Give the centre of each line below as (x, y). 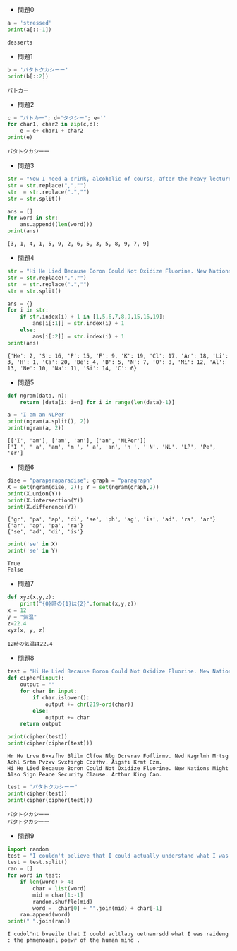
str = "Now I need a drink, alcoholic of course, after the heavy (107, 179)
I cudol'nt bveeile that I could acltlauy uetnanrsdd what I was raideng (118, 934)
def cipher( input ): (36, 678)
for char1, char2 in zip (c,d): (53, 124)
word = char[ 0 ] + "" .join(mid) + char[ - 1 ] (97, 908)
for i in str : (28, 310)
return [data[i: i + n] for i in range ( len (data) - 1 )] (97, 402)
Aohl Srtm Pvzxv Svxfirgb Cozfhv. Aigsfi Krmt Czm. (85, 762)
